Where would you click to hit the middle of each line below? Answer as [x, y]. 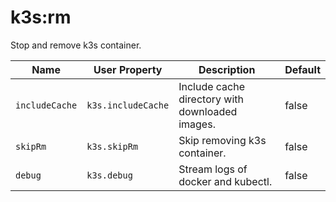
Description [227, 69]
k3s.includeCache [128, 105]
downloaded [208, 111]
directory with [211, 99]
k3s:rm [41, 17]
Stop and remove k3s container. [76, 45]
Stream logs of [213, 169]
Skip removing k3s [222, 140]
